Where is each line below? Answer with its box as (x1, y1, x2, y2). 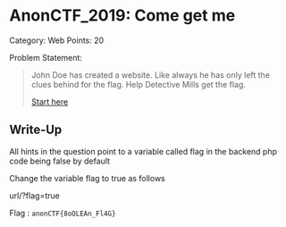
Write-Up (9, 122, 63, 138)
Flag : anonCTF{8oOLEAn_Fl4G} (9, 207, 116, 218)
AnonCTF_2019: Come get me (9, 5, 236, 26)
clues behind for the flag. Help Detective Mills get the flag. (30, 79, 246, 89)
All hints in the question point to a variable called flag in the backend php (9, 146, 277, 156)
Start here (30, 96, 69, 107)
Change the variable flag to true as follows (9, 172, 165, 183)
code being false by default (9, 156, 110, 166)
